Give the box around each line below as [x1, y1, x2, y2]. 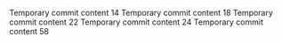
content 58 [9, 26, 50, 36]
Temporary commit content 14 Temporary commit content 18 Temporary [9, 8, 274, 18]
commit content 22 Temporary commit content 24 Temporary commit [9, 17, 264, 27]
